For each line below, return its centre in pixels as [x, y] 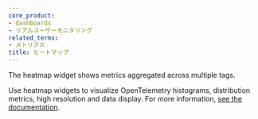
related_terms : [33, 38]
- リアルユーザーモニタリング [51, 30]
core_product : [32, 15]
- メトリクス [27, 45]
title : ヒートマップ [39, 52]
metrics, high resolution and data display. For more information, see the [125, 99]
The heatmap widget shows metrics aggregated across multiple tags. [122, 75]
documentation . [34, 107]
